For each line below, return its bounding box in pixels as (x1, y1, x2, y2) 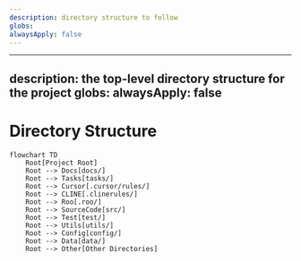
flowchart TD (9, 150, 58, 159)
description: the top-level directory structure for (9, 71, 285, 86)
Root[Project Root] (25, 158, 99, 167)
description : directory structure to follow (9, 13, 178, 22)
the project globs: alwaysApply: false (9, 85, 222, 100)
